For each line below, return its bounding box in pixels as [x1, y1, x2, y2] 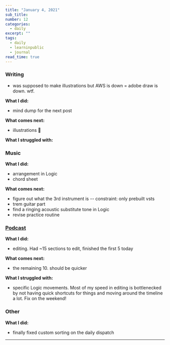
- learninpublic [10, 45, 44, 50]
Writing [5, 71, 24, 78]
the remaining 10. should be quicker [12, 265, 88, 271]
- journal [10, 50, 30, 55]
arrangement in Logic [12, 170, 58, 177]
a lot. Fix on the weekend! [12, 295, 67, 302]
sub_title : [5, 12, 28, 17]
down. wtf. [12, 88, 35, 94]
